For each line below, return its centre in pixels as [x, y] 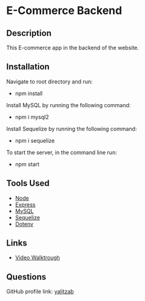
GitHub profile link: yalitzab [40, 292]
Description [29, 33]
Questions [26, 277]
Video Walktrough [38, 258]
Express [25, 204]
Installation [28, 67]
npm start [27, 164]
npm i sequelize [35, 140]
